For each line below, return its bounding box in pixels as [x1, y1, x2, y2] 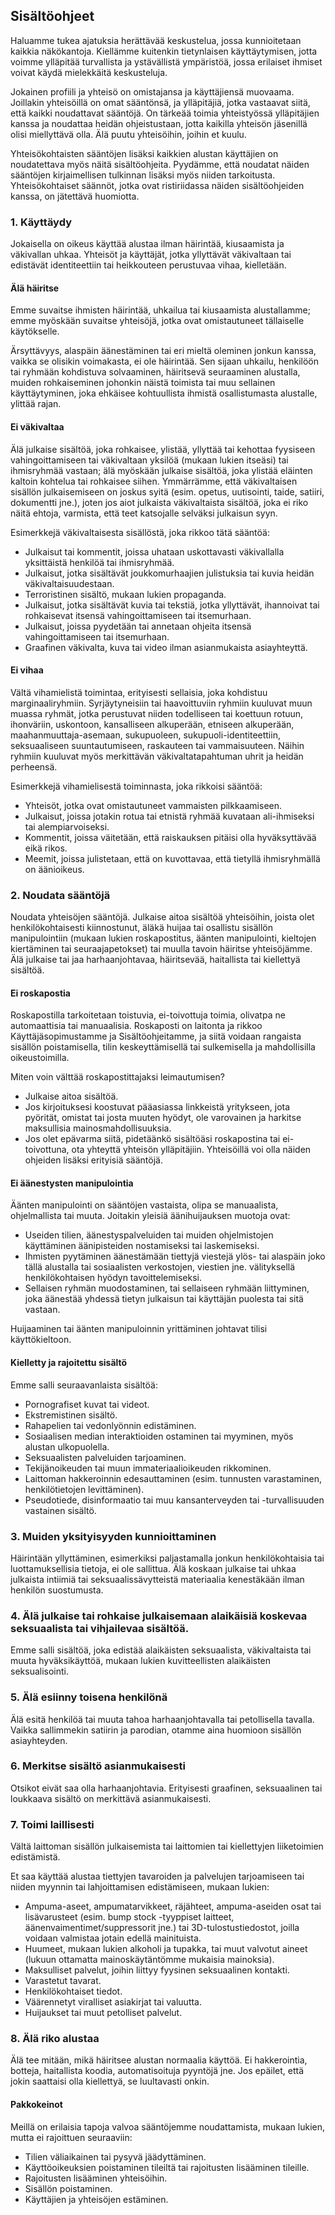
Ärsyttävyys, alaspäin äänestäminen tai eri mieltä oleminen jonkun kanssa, [10, 345, 317, 357]
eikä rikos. [24, 842, 68, 854]
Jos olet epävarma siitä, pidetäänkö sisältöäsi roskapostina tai [24, 1133, 281, 1145]
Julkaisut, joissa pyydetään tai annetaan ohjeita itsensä [24, 620, 252, 632]
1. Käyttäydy [10, 215, 72, 229]
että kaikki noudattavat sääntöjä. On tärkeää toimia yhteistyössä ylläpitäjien [10, 107, 320, 119]
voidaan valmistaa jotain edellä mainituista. [24, 1932, 202, 1944]
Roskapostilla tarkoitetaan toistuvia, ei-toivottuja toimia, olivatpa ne [10, 1009, 286, 1021]
